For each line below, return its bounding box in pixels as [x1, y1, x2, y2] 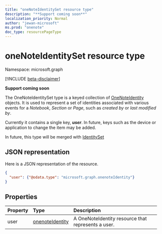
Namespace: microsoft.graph [5, 66, 63, 72]
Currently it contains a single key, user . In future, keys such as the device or [5, 119, 156, 125]
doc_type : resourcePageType [5, 30, 62, 34]
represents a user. [73, 221, 115, 228]
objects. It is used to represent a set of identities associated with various [5, 100, 149, 106]
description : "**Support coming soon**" [5, 12, 88, 16]
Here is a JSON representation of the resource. [5, 161, 99, 167]
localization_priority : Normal [5, 16, 68, 21]
